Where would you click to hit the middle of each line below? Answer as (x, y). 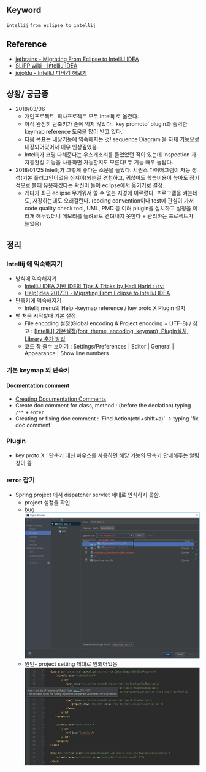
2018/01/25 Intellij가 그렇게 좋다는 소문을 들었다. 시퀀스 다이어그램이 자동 (103, 170)
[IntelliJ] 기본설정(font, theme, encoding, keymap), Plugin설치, (111, 331)
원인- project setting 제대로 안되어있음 (71, 664)
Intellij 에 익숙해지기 (35, 264)
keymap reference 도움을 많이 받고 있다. (73, 132)
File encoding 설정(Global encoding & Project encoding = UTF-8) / (108, 323)
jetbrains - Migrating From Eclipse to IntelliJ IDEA (77, 59)
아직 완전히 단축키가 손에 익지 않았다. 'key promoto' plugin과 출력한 (106, 124)
